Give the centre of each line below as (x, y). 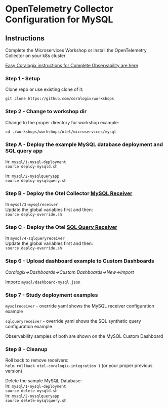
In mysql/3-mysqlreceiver (32, 205)
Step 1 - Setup (23, 78)
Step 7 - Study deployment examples (52, 295)
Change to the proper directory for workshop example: (62, 122)
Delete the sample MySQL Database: (44, 381)
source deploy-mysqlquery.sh (36, 181)
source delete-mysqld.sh (31, 391)
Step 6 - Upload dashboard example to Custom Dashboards (80, 261)
